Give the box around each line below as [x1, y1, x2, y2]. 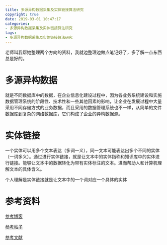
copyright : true [5, 12, 39, 17]
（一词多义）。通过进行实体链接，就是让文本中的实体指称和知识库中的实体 [5, 154, 156, 160]
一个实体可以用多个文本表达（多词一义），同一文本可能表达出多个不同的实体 [5, 147, 160, 153]
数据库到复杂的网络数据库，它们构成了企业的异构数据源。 [5, 110, 123, 117]
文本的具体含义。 [9, 166, 45, 172]
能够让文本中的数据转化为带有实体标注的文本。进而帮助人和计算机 [22, 160, 158, 165]
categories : [5, 21, 30, 26]
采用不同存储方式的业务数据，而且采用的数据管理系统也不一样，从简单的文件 [5, 104, 162, 110]
